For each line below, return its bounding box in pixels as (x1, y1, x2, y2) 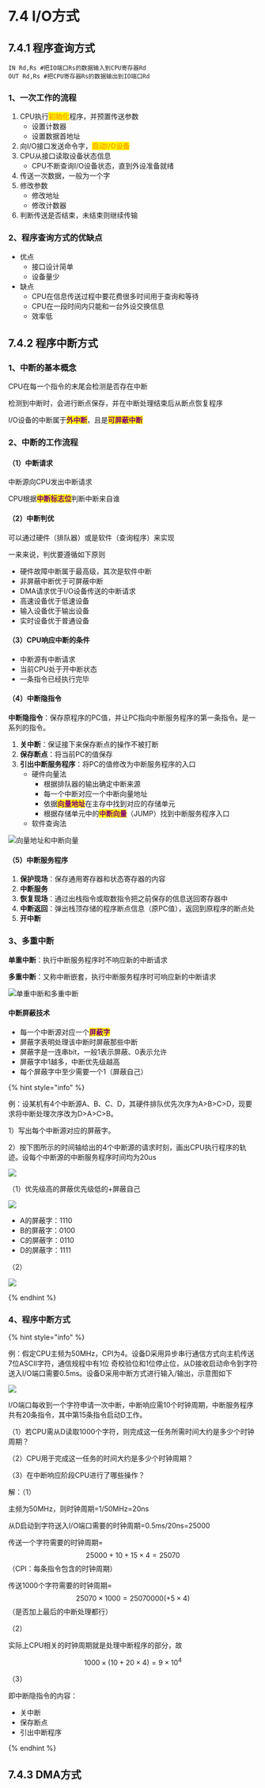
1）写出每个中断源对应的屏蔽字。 (8, 1125, 115, 1135)
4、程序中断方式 (8, 1314, 71, 1325)
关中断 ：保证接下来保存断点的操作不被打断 (19, 740, 159, 749)
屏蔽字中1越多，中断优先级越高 (19, 1057, 120, 1066)
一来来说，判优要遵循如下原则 (8, 549, 105, 559)
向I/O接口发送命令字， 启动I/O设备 (19, 142, 131, 151)
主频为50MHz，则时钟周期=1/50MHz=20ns (8, 1504, 150, 1513)
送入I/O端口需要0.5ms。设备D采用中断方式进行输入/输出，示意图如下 (8, 1369, 233, 1378)
